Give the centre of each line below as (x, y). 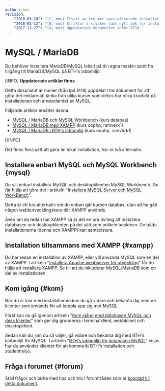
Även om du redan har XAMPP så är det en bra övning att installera (73, 219)
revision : (15, 14)
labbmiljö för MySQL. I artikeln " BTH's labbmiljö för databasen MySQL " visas (82, 340)
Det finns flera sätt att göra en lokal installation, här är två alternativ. (74, 150)
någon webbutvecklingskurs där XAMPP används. (56, 210)
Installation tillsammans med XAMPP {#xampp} (79, 245)
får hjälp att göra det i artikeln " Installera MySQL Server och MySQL (73, 190)
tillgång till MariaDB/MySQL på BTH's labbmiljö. (53, 71)
